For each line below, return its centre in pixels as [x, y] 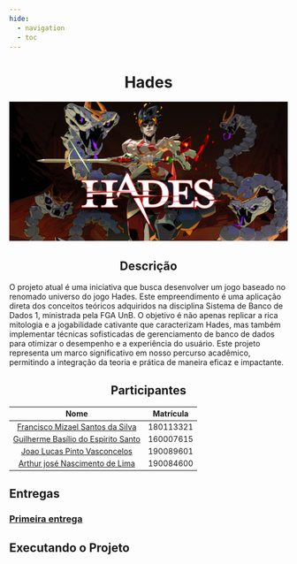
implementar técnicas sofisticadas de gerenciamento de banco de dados [142, 334]
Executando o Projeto [69, 548]
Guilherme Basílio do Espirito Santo [77, 438]
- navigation [41, 28]
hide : [19, 19]
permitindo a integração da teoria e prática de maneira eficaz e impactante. [147, 362]
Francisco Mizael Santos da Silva [77, 427]
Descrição [148, 266]
